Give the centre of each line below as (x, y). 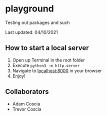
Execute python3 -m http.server (46, 65)
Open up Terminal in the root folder (48, 60)
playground (29, 9)
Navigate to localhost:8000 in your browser (57, 70)
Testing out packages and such (37, 22)
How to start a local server (47, 48)
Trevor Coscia (27, 109)
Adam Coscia (26, 103)
